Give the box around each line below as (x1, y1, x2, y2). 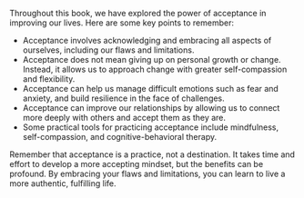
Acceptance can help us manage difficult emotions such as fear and (22, 84, 279, 94)
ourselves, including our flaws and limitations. (22, 45, 195, 55)
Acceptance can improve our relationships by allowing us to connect (22, 103, 280, 113)
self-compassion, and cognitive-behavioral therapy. (22, 132, 217, 142)
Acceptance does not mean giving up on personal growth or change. (22, 54, 281, 64)
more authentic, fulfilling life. (9, 178, 117, 189)
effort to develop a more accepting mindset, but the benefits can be (9, 159, 264, 169)
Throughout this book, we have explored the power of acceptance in (9, 8, 267, 18)
